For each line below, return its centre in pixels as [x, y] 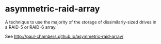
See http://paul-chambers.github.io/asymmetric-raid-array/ [64, 36]
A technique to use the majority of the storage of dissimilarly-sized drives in [81, 22]
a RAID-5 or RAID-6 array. [31, 27]
